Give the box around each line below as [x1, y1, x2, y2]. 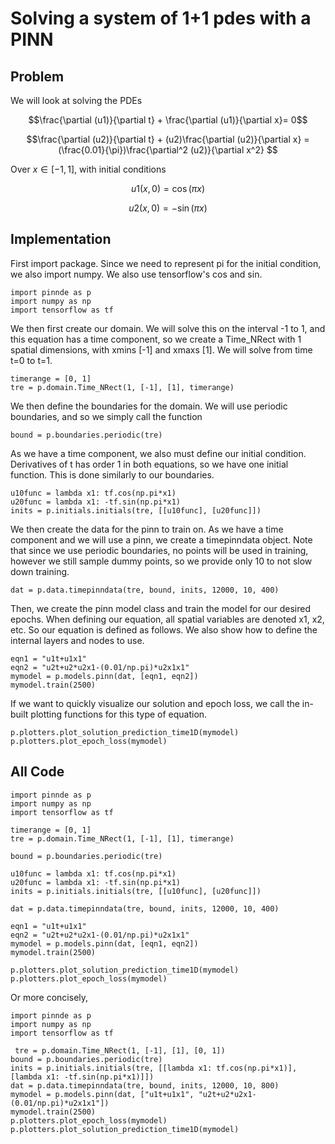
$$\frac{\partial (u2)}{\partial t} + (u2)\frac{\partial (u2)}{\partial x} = [26, 133, 310, 145]
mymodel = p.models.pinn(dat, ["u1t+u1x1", [10, 1089, 195, 1099]
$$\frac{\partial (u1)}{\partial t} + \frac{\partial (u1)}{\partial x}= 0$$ [28, 114, 308, 126]
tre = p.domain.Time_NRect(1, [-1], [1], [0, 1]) [14, 1045, 226, 1056]
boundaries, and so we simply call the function [10, 410, 203, 422]
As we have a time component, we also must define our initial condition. [10, 447, 307, 459]
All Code [10, 763, 65, 781]
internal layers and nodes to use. [10, 634, 145, 646]
